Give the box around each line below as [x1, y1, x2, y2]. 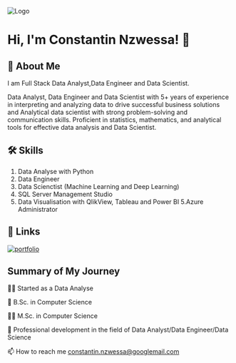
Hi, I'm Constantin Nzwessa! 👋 [7, 32, 190, 48]
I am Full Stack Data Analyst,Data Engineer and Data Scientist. [7, 79, 190, 87]
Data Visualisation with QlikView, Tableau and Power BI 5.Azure [17, 197, 204, 206]
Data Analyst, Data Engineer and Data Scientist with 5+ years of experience [7, 93, 230, 101]
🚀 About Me [7, 60, 61, 72]
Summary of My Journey [7, 265, 120, 277]
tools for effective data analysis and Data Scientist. [7, 123, 157, 131]
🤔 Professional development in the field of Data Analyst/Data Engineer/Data [7, 325, 229, 334]
